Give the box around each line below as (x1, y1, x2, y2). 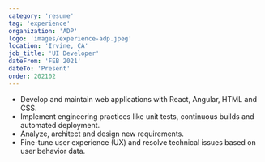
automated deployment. (19, 120, 100, 130)
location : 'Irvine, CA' (8, 42, 89, 50)
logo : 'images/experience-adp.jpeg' (8, 34, 132, 43)
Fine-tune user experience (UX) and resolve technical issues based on (19, 137, 257, 147)
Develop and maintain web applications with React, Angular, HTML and (19, 94, 258, 104)
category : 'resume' (8, 11, 75, 20)
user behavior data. (19, 146, 86, 156)
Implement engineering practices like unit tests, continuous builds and (19, 111, 254, 122)
